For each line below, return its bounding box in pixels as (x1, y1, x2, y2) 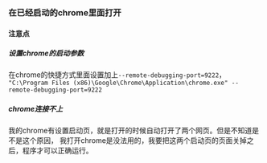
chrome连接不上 (8, 104, 63, 114)
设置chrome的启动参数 (8, 48, 84, 58)
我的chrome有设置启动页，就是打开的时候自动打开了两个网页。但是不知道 (8, 126, 253, 136)
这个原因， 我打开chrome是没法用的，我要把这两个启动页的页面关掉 (22, 136, 248, 145)
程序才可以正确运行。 (22, 146, 93, 156)
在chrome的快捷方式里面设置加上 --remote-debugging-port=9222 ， (8, 70, 227, 79)
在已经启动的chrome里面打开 (8, 6, 122, 18)
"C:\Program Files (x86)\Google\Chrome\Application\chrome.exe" (8, 79, 228, 88)
